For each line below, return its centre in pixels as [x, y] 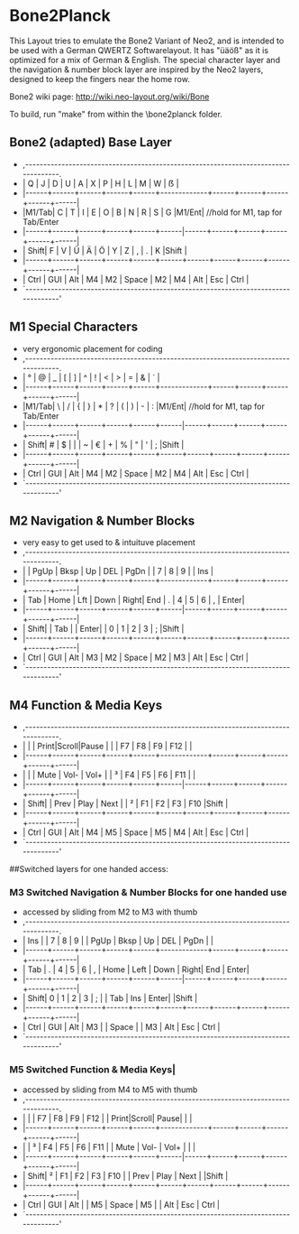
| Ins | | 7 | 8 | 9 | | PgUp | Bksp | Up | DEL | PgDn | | [118, 941]
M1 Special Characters [73, 327]
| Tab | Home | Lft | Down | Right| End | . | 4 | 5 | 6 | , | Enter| [133, 600]
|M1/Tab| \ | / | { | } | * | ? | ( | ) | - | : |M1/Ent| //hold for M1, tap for [144, 406]
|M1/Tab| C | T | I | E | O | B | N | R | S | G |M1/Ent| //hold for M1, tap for [152, 212]
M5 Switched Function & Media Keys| [93, 1070]
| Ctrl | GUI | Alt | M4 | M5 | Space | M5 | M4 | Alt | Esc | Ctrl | [136, 832]
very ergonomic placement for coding [93, 348]
